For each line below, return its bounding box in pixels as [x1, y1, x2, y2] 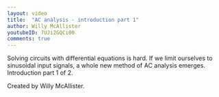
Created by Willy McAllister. [7, 82, 85, 90]
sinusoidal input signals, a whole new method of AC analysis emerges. [7, 61, 205, 70]
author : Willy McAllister [7, 23, 81, 29]
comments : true [7, 36, 51, 42]
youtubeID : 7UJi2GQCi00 [7, 29, 75, 36]
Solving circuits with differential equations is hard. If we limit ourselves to [7, 54, 213, 62]
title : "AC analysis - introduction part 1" [7, 16, 139, 23]
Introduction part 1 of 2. [7, 69, 73, 77]
